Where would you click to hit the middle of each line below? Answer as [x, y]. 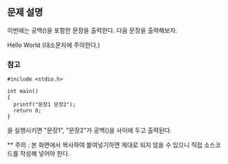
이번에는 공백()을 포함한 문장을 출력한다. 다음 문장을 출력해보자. [92, 30]
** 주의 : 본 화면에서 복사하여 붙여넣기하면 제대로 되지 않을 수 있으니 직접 [105, 145]
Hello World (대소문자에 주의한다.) [54, 45]
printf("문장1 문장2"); [45, 105]
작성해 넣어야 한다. [45, 154]
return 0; [27, 111]
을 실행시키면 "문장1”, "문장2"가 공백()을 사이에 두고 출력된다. [89, 130]
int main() [23, 92]
